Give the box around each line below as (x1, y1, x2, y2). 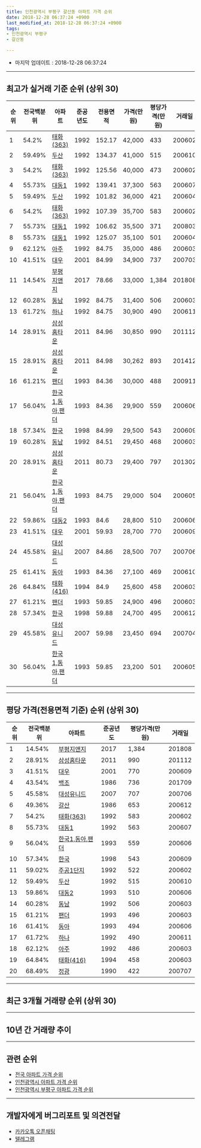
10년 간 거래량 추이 (6, 1025, 72, 1035)
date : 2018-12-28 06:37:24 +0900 (6, 14, 90, 20)
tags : (6, 25, 20, 32)
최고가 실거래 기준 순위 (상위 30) (6, 84, 119, 94)
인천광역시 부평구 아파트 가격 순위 (14, 1086, 94, 1093)
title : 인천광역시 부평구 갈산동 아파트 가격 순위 (6, 8, 112, 15)
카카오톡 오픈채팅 (14, 1128, 56, 1135)
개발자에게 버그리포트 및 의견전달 (6, 1111, 121, 1121)
